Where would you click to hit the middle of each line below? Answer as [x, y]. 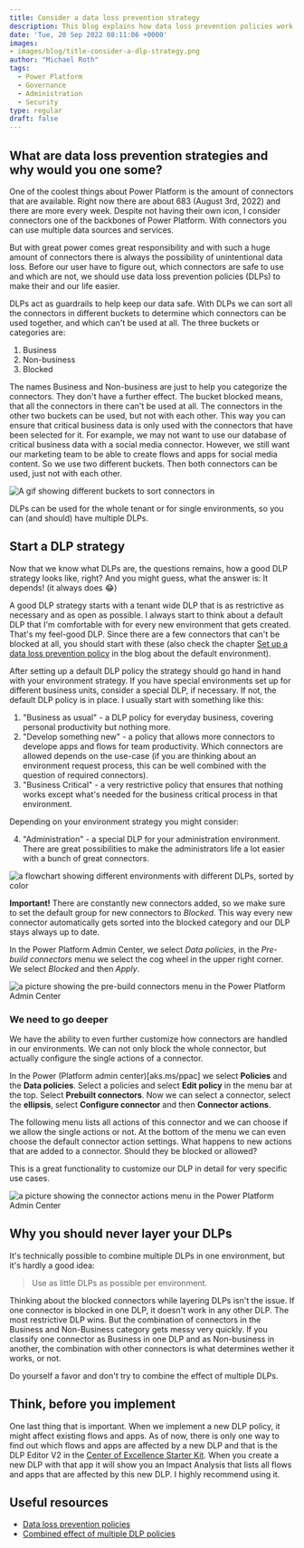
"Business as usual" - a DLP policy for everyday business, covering [148, 717]
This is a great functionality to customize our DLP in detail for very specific [148, 1168]
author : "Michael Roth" [54, 60]
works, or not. [35, 1358]
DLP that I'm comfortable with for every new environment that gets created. [150, 624]
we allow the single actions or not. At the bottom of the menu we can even [148, 1132]
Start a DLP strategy [67, 547]
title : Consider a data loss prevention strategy [105, 18]
